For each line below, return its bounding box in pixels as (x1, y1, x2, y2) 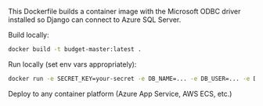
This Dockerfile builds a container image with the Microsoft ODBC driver (8, 7, 241, 16)
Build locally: (8, 31, 49, 39)
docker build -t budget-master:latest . (8, 46, 142, 53)
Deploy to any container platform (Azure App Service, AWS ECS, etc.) (8, 89, 232, 98)
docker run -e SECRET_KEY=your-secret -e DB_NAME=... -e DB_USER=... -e (8, 75, 250, 82)
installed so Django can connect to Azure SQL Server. (8, 15, 182, 24)
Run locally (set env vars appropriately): (8, 59, 137, 69)
